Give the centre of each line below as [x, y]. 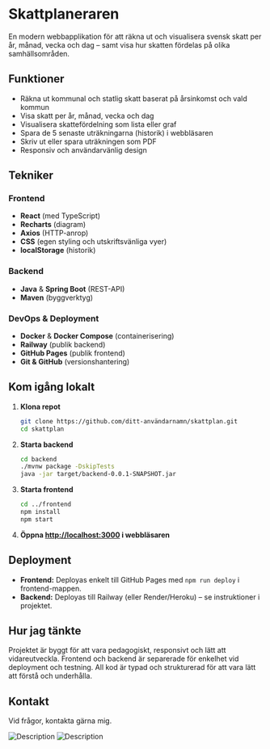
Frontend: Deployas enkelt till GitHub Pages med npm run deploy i [130, 579]
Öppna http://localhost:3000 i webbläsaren [95, 535]
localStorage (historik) [58, 250]
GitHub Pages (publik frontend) [72, 353]
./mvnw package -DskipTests [67, 467]
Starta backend [46, 444]
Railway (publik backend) [63, 345]
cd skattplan [42, 429]
